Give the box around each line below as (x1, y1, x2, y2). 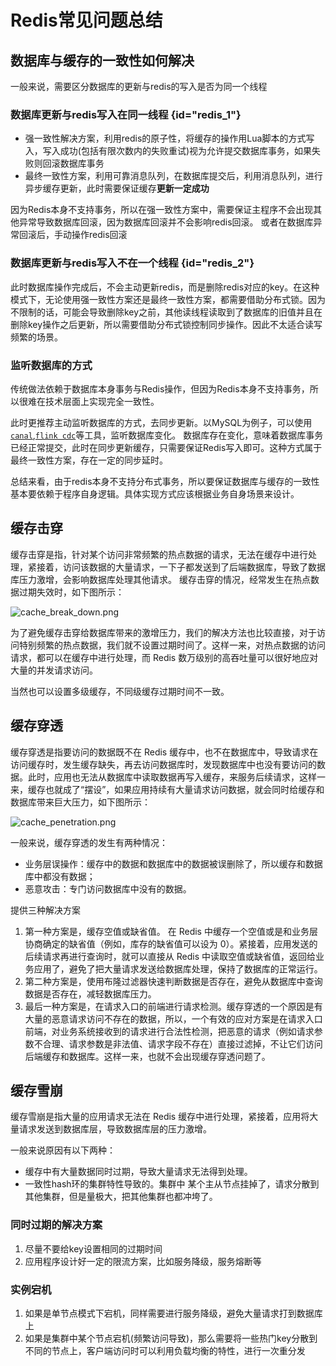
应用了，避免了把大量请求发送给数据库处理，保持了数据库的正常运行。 (33, 962, 323, 975)
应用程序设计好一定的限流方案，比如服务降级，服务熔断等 (24, 1255, 262, 1267)
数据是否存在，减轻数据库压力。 (24, 987, 157, 1000)
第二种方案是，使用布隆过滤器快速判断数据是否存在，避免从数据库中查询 (24, 975, 323, 987)
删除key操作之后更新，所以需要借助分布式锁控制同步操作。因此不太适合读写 (10, 318, 323, 330)
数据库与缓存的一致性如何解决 (10, 52, 195, 69)
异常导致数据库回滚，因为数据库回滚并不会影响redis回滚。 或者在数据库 (18, 216, 314, 228)
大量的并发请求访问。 (10, 664, 98, 676)
